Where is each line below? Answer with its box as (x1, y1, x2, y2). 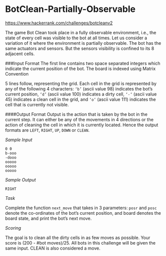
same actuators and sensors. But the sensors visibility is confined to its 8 (5, 45, 155, 51)
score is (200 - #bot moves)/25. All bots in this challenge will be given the (5, 240, 156, 246)
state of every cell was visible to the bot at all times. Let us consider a (5, 35, 147, 41)
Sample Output (5, 176, 36, 182)
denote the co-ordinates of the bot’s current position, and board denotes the (5, 210, 161, 216)
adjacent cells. (5, 51, 35, 57)
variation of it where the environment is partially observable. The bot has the (5, 40, 162, 46)
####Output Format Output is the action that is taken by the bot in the (5, 111, 148, 117)
